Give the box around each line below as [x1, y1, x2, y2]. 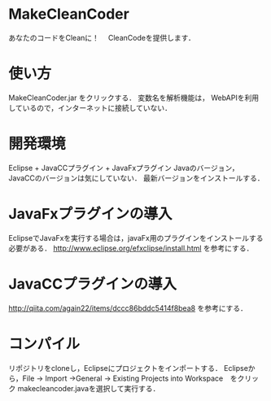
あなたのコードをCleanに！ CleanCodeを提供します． [8, 33, 195, 42]
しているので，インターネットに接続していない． [8, 102, 173, 112]
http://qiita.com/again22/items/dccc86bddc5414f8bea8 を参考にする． [8, 303, 248, 313]
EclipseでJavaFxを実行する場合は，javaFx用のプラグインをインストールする [8, 233, 264, 242]
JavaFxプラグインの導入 [8, 205, 173, 223]
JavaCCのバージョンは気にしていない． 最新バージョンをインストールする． [8, 172, 264, 183]
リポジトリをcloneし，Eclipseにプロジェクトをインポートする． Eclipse [8, 363, 248, 373]
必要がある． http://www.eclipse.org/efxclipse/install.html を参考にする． [8, 243, 254, 253]
